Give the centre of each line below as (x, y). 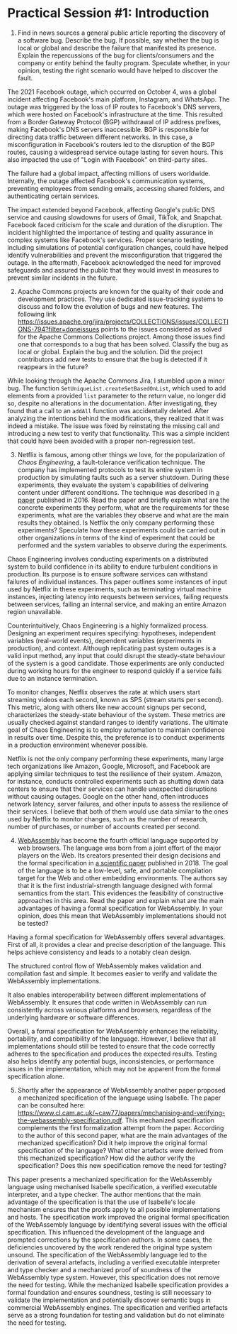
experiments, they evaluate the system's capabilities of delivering (113, 485)
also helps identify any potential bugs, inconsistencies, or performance (111, 1061)
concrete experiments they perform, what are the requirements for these (123, 507)
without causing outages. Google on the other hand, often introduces (108, 796)
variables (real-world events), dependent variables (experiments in (104, 640)
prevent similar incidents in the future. (63, 278)
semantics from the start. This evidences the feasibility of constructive (120, 893)
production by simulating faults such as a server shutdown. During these (123, 477)
